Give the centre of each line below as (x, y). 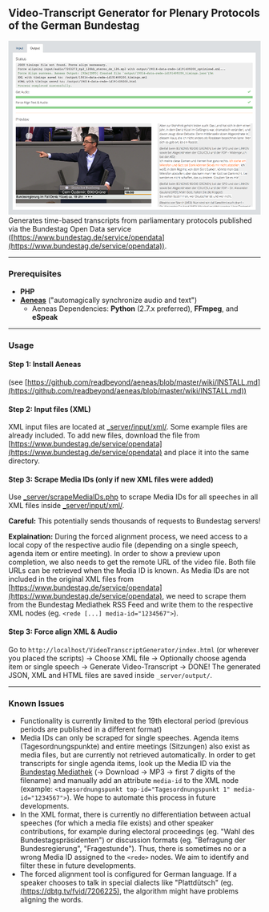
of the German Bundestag (74, 26)
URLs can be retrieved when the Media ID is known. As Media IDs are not (129, 571)
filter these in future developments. (78, 866)
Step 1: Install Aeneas (45, 365)
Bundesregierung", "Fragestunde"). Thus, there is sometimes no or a (133, 848)
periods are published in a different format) (91, 729)
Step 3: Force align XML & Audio (63, 632)
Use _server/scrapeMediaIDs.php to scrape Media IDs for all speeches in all (133, 497)
